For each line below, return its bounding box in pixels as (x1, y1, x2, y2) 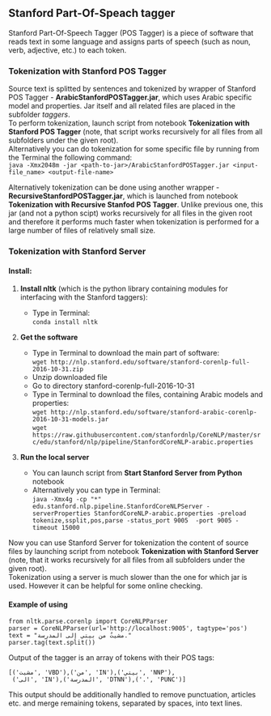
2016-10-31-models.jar (32, 416, 109, 424)
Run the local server (19, 453, 90, 462)
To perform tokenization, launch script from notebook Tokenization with (8, 118, 250, 128)
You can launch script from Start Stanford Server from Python (32, 468, 243, 478)
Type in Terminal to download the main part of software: (32, 348, 220, 358)
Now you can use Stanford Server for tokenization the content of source (8, 538, 249, 548)
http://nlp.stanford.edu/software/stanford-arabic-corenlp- (50, 408, 257, 416)
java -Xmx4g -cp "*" (32, 496, 102, 504)
